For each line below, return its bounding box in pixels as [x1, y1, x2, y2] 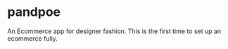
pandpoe [7, 4, 61, 20]
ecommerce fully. [7, 34, 58, 42]
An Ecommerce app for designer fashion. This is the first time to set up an [7, 27, 222, 35]
